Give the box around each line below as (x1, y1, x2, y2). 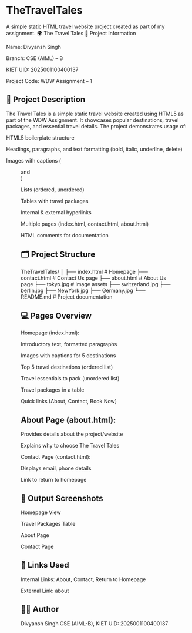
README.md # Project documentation (21, 293, 113, 300)
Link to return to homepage (21, 476, 87, 483)
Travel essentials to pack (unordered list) (21, 375, 120, 382)
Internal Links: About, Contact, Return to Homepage (21, 575, 146, 583)
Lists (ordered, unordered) (21, 186, 85, 193)
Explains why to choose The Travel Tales (21, 442, 120, 449)
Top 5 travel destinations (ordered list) (21, 363, 113, 371)
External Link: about (21, 587, 69, 594)
